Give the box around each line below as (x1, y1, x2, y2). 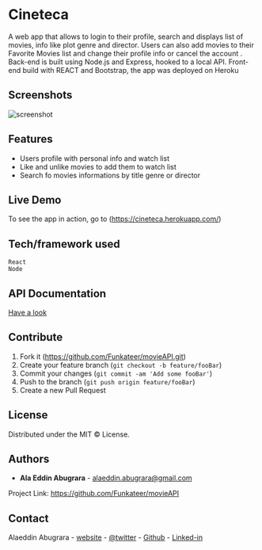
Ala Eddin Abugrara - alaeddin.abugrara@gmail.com (19, 473, 192, 483)
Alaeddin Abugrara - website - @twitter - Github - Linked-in (8, 533, 203, 542)
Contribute (8, 330, 63, 344)
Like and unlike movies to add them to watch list (19, 162, 177, 171)
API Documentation (8, 287, 107, 300)
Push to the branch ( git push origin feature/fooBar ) (19, 376, 196, 386)
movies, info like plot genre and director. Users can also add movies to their (8, 40, 255, 49)
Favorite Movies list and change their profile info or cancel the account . (8, 48, 243, 58)
